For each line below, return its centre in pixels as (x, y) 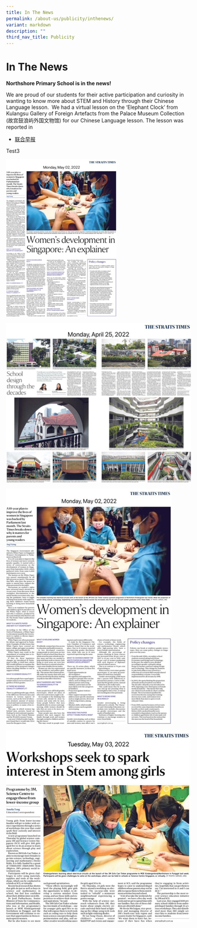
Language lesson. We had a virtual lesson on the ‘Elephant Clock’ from (92, 107)
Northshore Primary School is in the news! (59, 84)
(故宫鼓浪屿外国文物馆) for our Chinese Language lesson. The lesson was (95, 121)
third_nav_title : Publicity (40, 37)
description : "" (26, 31)
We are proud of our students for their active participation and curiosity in (95, 95)
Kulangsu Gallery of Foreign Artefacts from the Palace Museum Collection (95, 114)
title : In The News (30, 12)
